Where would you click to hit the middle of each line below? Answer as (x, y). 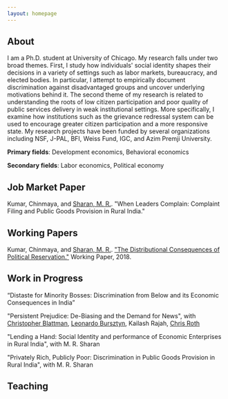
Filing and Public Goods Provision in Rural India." (76, 211)
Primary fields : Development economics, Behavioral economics (98, 152)
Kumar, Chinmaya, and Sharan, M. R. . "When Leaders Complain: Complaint (113, 204)
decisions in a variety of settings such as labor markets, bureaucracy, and (112, 72)
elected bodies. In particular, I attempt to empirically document (96, 80)
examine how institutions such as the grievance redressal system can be (111, 117)
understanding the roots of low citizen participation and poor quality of (108, 102)
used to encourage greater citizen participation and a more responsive (108, 124)
